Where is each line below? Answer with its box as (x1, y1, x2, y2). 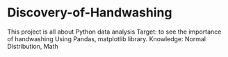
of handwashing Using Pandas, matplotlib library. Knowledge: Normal (7, 34, 206, 43)
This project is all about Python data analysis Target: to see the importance (7, 27, 222, 36)
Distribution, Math (7, 42, 59, 50)
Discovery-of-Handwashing (7, 5, 172, 21)
